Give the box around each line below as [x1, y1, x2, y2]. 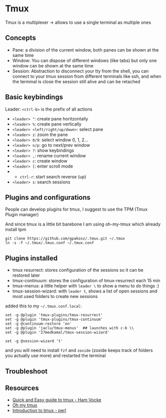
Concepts [5, 34, 36, 42]
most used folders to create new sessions [12, 294, 98, 299]
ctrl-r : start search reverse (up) [19, 174, 87, 179]
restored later [12, 272, 41, 278]
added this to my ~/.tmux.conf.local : [5, 303, 82, 309]
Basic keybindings [5, 93, 63, 102]
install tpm [5, 227, 26, 233]
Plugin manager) [5, 212, 39, 218]
